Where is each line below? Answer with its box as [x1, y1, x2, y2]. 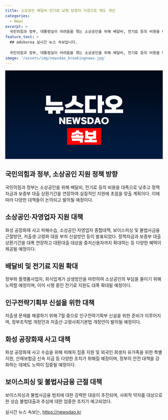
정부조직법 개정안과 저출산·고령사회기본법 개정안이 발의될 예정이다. [11, 319, 141, 325]
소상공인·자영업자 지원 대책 [5, 213, 83, 221]
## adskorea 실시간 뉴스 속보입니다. [9, 40, 78, 45]
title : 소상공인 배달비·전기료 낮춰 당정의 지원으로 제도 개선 [5, 8, 115, 13]
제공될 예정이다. [5, 246, 36, 252]
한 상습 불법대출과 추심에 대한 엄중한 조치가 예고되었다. [5, 398, 112, 404]
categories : [5, 13, 30, 19]
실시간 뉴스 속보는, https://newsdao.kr [5, 408, 81, 415]
